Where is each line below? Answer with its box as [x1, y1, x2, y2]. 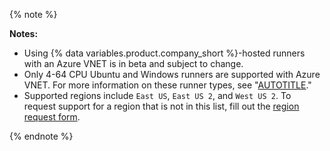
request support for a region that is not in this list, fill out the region [23, 100, 300, 112]
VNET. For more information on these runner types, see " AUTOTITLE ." [23, 79, 312, 91]
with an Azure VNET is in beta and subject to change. [23, 58, 244, 69]
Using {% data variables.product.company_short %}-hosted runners [23, 47, 306, 59]
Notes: [9, 28, 39, 39]
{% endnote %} [9, 130, 74, 142]
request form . [23, 111, 81, 123]
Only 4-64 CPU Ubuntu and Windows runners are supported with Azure [23, 69, 321, 80]
